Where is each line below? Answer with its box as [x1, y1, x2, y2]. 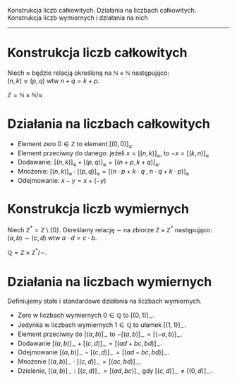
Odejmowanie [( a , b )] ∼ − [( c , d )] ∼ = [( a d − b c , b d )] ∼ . [17, 348, 170, 359]
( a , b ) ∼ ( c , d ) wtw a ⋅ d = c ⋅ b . [7, 233, 97, 242]
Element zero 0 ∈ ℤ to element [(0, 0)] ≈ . [17, 139, 134, 150]
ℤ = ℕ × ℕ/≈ [7, 90, 43, 99]
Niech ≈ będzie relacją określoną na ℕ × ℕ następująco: [7, 68, 169, 77]
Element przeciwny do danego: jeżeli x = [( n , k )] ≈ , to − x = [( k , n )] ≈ [17, 148, 209, 159]
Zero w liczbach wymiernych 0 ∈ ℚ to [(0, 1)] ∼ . [17, 311, 155, 321]
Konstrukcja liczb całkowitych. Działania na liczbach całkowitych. [7, 6, 197, 14]
